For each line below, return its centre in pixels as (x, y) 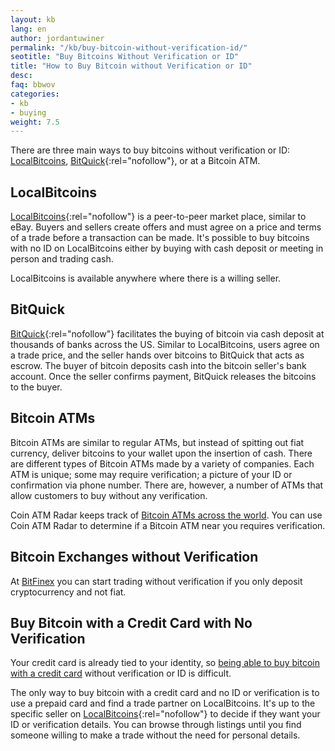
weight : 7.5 (35, 122)
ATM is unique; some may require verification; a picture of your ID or (151, 474)
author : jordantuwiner (57, 38)
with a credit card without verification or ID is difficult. (121, 673)
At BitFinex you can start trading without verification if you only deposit (156, 581)
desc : (21, 76)
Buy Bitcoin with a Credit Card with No (131, 622)
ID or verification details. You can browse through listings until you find (156, 725)
